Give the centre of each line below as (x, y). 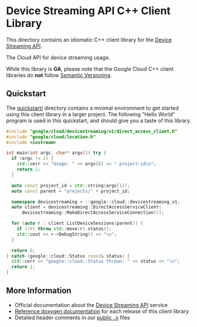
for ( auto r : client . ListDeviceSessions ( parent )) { (77, 223)
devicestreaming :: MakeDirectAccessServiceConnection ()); (93, 213)
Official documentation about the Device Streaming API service (91, 305)
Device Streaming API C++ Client (89, 11)
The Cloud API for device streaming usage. (58, 57)
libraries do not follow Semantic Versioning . (59, 75)
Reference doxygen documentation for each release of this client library (102, 311)
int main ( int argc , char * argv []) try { (56, 153)
